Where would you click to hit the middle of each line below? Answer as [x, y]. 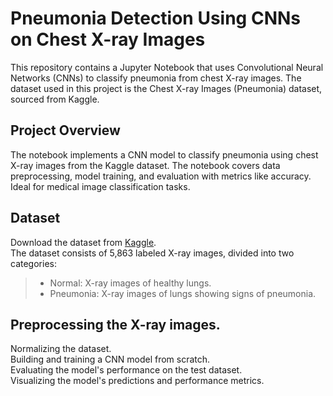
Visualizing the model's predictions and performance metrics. [137, 381]
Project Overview [65, 130]
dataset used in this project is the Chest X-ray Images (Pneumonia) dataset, [166, 88]
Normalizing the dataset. [61, 349]
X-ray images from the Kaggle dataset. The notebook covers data [145, 165]
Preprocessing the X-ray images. [115, 324]
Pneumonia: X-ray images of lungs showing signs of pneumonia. [183, 293]
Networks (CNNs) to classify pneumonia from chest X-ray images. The [156, 78]
